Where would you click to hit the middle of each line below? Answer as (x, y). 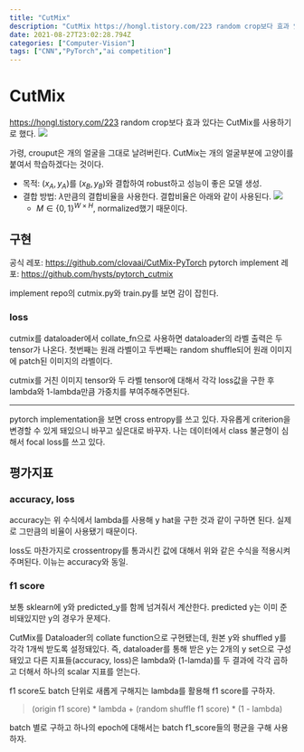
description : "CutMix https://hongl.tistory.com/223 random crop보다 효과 (149, 26)
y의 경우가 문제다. (80, 618)
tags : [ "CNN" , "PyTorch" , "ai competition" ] (90, 52)
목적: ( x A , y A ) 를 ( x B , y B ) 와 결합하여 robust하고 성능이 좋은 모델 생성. (142, 185)
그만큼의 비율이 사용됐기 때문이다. (78, 531)
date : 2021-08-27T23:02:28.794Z (70, 34)
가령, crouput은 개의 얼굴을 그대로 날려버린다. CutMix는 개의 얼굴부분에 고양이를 (152, 153)
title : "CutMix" (40, 18)
